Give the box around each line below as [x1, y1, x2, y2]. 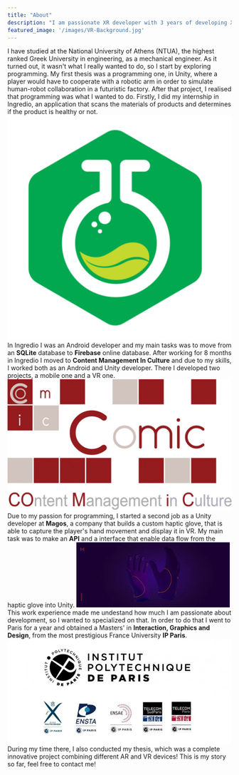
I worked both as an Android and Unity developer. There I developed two [7, 364, 221, 372]
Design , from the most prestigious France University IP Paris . [7, 631, 187, 640]
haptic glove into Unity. [7, 600, 75, 609]
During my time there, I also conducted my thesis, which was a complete [7, 745, 221, 754]
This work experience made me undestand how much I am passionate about [7, 608, 232, 617]
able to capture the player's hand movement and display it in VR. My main [7, 526, 223, 535]
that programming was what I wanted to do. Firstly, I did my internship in [7, 93, 219, 101]
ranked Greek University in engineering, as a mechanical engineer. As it [7, 54, 217, 63]
